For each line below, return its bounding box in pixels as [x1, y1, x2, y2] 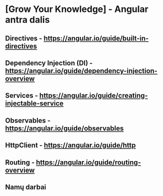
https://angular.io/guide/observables [5, 124, 124, 132]
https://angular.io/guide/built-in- [43, 34, 149, 42]
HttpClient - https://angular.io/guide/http [5, 141, 136, 149]
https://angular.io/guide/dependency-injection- [5, 66, 158, 75]
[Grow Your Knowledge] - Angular [5, 3, 149, 15]
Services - [5, 91, 38, 100]
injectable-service [5, 99, 64, 108]
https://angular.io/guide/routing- [35, 158, 141, 166]
